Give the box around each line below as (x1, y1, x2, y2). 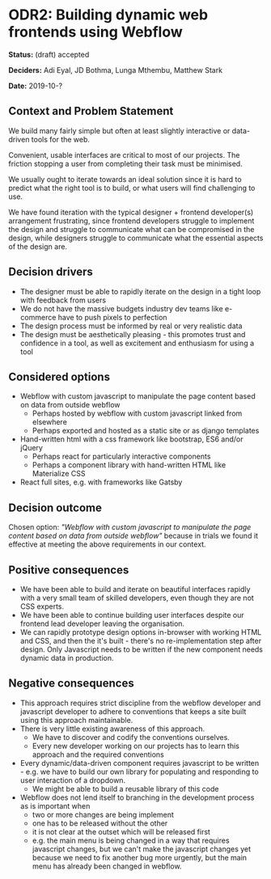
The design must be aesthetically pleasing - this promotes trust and (19, 329, 246, 339)
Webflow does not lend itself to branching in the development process (19, 792, 255, 802)
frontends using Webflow (8, 23, 184, 41)
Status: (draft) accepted (8, 49, 90, 59)
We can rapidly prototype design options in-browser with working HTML (19, 628, 262, 636)
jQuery (19, 443, 43, 453)
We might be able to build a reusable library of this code (32, 784, 219, 793)
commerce (19, 312, 57, 322)
